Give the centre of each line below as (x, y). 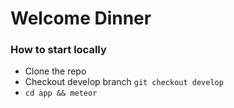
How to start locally (58, 50)
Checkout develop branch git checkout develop (124, 82)
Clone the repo (55, 71)
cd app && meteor (61, 93)
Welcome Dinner (81, 18)
